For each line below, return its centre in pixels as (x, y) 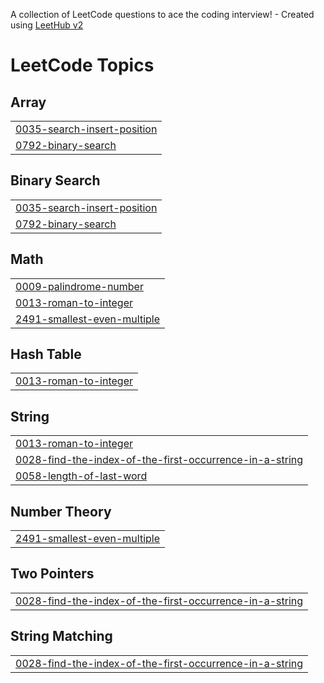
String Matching (61, 636)
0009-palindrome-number (79, 286)
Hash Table (46, 354)
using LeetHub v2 (47, 25)
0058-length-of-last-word (81, 476)
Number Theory (61, 511)
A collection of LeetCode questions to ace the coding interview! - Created (162, 14)
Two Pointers (52, 574)
